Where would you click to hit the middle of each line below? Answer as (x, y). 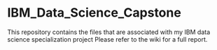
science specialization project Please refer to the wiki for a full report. (107, 39)
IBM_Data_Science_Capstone (94, 13)
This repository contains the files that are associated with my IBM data (109, 32)
